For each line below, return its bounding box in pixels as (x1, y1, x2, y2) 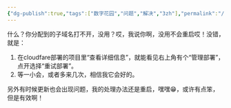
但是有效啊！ (7, 94, 43, 102)
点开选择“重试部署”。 (17, 61, 78, 69)
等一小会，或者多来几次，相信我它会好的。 (17, 70, 139, 78)
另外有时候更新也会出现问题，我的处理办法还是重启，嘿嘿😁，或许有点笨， (7, 85, 219, 93)
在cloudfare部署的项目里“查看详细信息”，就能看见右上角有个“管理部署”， (17, 53, 225, 61)
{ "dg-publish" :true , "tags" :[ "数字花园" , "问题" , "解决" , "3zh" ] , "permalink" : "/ (7, 10, 225, 17)
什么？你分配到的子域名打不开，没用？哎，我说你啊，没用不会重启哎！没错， (7, 30, 225, 38)
